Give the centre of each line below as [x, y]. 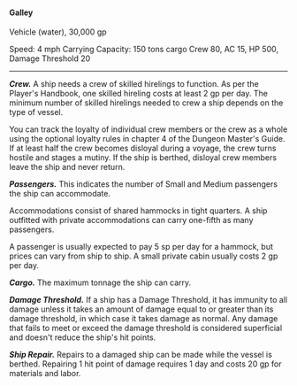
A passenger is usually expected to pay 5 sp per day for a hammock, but [141, 247]
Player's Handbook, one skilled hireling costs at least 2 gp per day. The [138, 94]
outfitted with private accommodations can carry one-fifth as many [131, 220]
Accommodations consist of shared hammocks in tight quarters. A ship [138, 211]
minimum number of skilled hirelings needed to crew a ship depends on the [146, 103]
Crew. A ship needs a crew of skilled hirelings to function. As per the [134, 84]
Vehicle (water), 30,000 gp [58, 32]
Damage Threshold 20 [50, 58]
